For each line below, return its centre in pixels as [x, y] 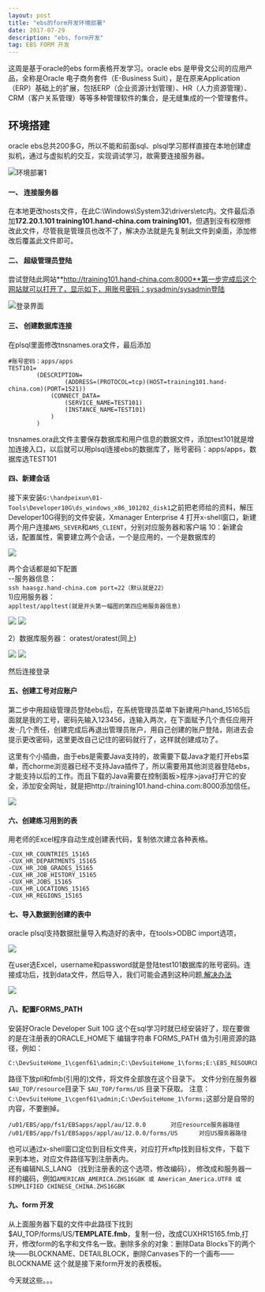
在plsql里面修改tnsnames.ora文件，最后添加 [80, 345]
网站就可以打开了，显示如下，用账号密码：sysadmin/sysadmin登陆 [117, 289]
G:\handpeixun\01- [73, 498]
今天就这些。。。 [32, 1280]
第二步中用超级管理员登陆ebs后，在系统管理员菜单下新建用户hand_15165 [126, 710]
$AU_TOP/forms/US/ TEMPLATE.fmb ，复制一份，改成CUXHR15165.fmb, [125, 1234]
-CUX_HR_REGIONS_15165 [45, 896]
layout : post [30, 15]
